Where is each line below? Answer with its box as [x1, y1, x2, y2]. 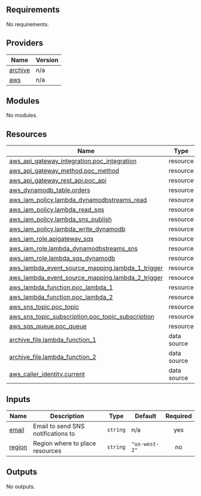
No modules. [6, 112, 38, 119]
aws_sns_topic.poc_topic [9, 303, 80, 311]
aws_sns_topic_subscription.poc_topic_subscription [9, 312, 154, 321]
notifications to [32, 430, 75, 438]
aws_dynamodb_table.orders [9, 186, 91, 194]
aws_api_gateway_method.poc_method [9, 167, 120, 175]
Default [135, 412, 157, 421]
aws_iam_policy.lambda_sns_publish [9, 215, 112, 224]
